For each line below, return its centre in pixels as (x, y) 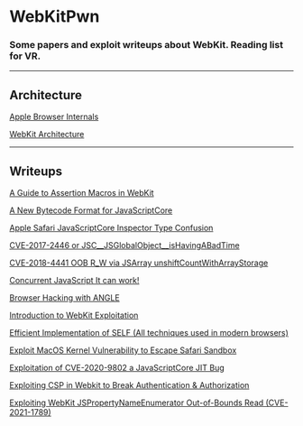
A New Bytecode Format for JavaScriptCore (91, 210)
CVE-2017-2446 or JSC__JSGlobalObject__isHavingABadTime (125, 245)
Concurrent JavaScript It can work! (74, 281)
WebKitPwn (55, 17)
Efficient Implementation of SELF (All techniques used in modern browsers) (149, 333)
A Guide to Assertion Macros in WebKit (82, 193)
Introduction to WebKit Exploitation (74, 315)
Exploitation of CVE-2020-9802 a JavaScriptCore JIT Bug (117, 368)
